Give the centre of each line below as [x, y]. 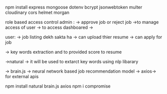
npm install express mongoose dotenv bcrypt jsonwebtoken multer [74, 7]
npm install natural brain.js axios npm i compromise [58, 86]
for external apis [22, 76]
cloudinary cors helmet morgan [37, 12]
